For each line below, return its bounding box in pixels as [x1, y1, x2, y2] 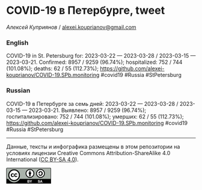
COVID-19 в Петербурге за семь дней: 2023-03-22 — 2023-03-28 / [6, 100, 179, 107]
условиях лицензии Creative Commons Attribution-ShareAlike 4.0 [6, 149, 171, 156]
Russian [6, 87, 31, 95]
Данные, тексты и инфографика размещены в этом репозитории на [6, 142, 180, 150]
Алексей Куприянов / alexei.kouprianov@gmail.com [6, 23, 136, 31]
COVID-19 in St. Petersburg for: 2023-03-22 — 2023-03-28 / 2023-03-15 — [6, 52, 196, 60]
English [6, 38, 29, 47]
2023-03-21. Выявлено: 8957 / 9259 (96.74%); [28, 106, 147, 114]
